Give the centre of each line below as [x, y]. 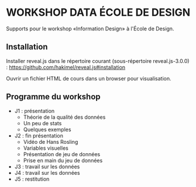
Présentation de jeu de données [62, 154]
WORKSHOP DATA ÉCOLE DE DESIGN [98, 13]
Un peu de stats [42, 123]
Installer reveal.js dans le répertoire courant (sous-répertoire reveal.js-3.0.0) [98, 61]
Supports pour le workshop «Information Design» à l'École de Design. [90, 29]
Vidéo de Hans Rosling [51, 142]
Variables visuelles [46, 148]
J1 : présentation [35, 111]
